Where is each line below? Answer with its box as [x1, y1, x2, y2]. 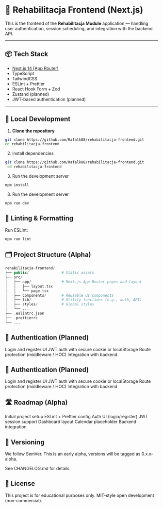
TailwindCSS [12, 75, 38, 82]
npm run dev [5, 201, 29, 205]
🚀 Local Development [5, 115, 71, 123]
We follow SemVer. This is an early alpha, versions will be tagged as [5, 451, 141, 457]
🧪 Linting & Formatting [5, 214, 74, 222]
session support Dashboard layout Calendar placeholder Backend [5, 419, 137, 424]
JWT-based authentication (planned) [12, 96, 86, 102]
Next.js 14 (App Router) [12, 65, 59, 71]
